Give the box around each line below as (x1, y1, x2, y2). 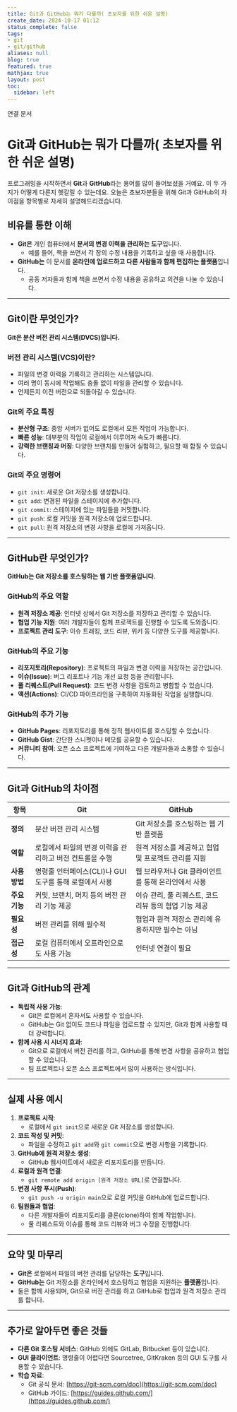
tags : (7, 30, 23, 37)
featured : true (7, 63, 52, 70)
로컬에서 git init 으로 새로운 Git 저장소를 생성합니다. (28, 1122, 175, 1131)
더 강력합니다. (28, 1028, 66, 1037)
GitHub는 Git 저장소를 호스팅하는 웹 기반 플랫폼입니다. (7, 572, 157, 581)
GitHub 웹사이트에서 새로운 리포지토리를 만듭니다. (28, 1158, 166, 1166)
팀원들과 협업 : (17, 1202, 56, 1210)
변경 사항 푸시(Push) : (17, 1184, 77, 1192)
